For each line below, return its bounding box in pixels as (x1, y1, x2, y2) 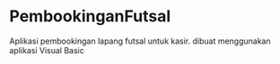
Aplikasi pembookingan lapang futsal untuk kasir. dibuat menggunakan (9, 36, 271, 46)
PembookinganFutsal (9, 6, 171, 27)
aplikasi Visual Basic (9, 44, 85, 55)
